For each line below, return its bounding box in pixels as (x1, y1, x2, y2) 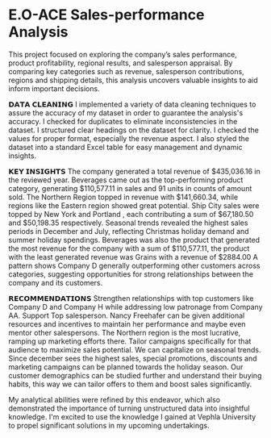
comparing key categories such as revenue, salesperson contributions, (8, 66, 244, 76)
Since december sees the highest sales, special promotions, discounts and (8, 353, 257, 363)
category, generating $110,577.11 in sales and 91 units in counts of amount (8, 183, 252, 193)
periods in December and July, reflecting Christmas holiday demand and (8, 226, 249, 236)
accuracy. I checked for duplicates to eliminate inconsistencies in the (8, 116, 238, 126)
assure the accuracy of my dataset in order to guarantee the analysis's (8, 107, 244, 118)
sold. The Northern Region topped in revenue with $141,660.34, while (8, 192, 239, 202)
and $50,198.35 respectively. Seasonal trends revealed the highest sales (8, 218, 248, 227)
